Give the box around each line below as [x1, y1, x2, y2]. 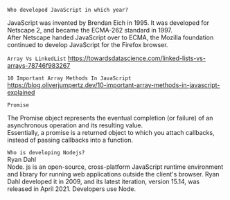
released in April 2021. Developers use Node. [7, 185, 136, 193]
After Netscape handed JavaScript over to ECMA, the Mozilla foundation [7, 33, 214, 42]
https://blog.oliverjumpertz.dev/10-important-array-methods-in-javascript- [7, 81, 220, 89]
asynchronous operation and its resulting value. [7, 121, 143, 129]
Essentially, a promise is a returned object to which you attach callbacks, [7, 129, 215, 136]
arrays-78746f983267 [7, 62, 71, 69]
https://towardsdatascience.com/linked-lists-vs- [67, 54, 206, 62]
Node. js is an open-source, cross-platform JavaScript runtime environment [7, 163, 224, 171]
